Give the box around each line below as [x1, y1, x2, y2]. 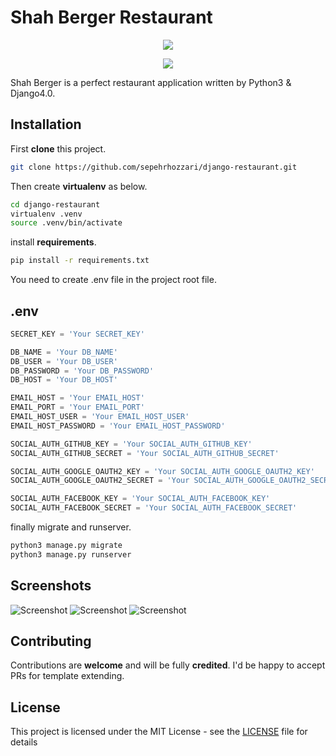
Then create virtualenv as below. [10, 180, 148, 192]
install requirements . [10, 236, 97, 248]
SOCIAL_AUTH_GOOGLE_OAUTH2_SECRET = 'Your [10, 476, 190, 486]
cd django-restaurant [10, 199, 101, 210]
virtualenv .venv [10, 209, 83, 219]
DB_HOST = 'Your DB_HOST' [10, 375, 118, 385]
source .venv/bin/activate [10, 218, 123, 228]
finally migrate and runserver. [10, 521, 132, 533]
